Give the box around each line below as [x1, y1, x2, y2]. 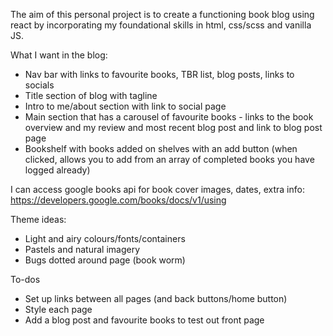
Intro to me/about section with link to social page [24, 100, 227, 112]
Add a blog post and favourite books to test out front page [24, 314, 265, 326]
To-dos [10, 274, 41, 285]
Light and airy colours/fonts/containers [24, 233, 186, 244]
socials [24, 79, 55, 91]
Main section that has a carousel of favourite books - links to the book [24, 111, 314, 123]
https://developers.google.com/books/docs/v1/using [10, 194, 227, 206]
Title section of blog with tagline [24, 90, 158, 101]
